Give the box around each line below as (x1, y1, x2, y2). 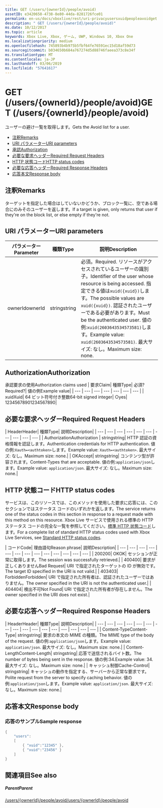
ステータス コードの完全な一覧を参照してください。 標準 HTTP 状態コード (5, 523, 152, 529)
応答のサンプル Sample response (5, 718, 82, 725)
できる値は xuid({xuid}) (85, 287, 140, 294)
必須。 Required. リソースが (81, 258, 143, 265)
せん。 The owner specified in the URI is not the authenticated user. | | (13, 580, 151, 586)
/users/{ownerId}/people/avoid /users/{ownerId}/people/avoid (5, 797, 129, 803)
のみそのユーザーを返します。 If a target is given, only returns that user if (13, 206, 158, 212)
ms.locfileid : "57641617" (5, 66, 57, 71)
